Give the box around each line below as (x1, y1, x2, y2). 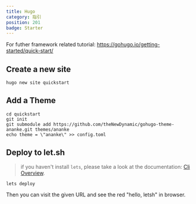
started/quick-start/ (6, 47, 54, 55)
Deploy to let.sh (6, 148, 65, 158)
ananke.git (6, 127, 33, 132)
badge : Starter (6, 25, 43, 31)
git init (6, 116, 28, 122)
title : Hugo (6, 8, 35, 15)
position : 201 (6, 19, 41, 25)
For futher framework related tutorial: (6, 41, 96, 48)
